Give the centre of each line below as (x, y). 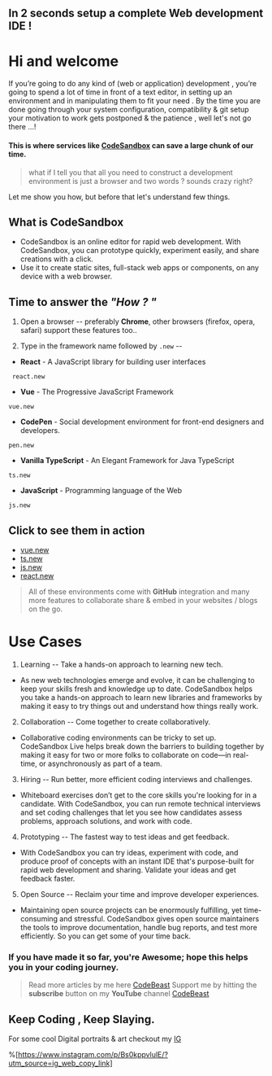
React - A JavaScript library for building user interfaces (113, 362)
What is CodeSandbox (66, 222)
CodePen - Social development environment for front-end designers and (142, 422)
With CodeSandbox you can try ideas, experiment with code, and (129, 852)
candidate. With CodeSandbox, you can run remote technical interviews (140, 803)
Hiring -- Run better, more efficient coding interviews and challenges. (136, 779)
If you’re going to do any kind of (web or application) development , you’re (133, 84)
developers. (40, 431)
